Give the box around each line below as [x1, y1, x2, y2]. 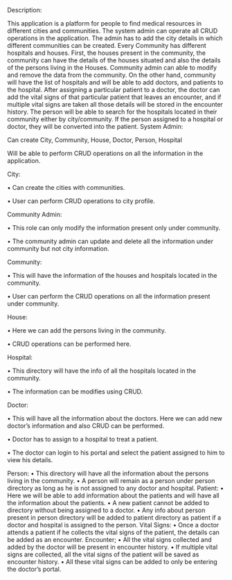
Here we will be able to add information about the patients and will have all [7, 491, 220, 500]
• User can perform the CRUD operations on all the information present [7, 292, 211, 300]
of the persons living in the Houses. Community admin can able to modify [7, 64, 217, 71]
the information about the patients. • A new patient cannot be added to [7, 499, 210, 507]
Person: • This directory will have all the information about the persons [7, 469, 209, 477]
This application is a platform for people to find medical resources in [7, 19, 202, 27]
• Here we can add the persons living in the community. [7, 326, 166, 335]
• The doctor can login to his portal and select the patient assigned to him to [7, 448, 225, 457]
